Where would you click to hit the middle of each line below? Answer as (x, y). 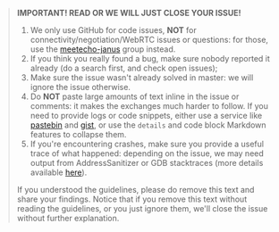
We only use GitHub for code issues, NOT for (114, 30)
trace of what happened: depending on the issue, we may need (147, 153)
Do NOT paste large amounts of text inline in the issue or (135, 96)
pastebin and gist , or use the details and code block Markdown (148, 125)
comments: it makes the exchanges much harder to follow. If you (149, 106)
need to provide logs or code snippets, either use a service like (146, 116)
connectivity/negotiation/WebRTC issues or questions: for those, (149, 40)
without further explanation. (68, 218)
